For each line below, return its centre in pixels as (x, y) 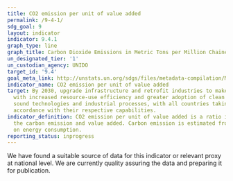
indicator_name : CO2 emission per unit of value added (88, 85)
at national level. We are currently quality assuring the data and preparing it (115, 163)
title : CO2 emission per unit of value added (74, 14)
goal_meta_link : (31, 78)
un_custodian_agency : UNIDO (48, 65)
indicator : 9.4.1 (32, 40)
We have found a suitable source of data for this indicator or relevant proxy (114, 156)
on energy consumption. (48, 130)
